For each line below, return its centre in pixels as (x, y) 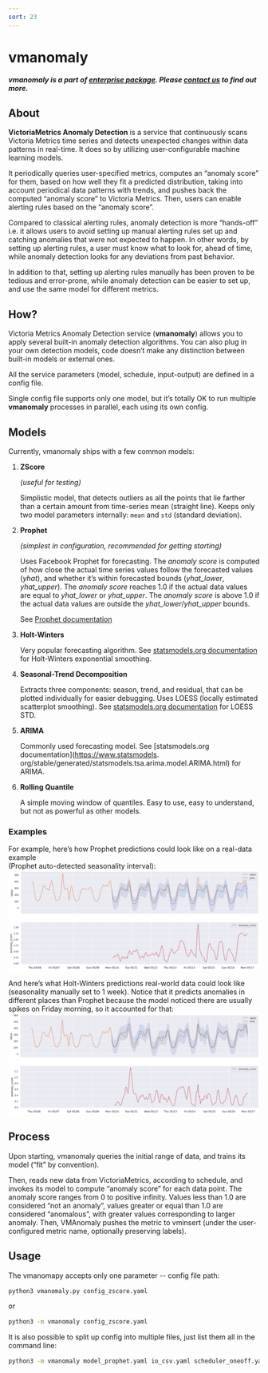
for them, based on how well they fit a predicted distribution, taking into (126, 182)
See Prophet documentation (66, 619)
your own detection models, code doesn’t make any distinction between (127, 351)
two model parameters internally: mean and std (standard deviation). (131, 515)
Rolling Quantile (47, 787)
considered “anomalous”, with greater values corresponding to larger (122, 1214)
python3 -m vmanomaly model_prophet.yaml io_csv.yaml (100, 1361)
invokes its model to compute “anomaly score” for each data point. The (125, 1188)
